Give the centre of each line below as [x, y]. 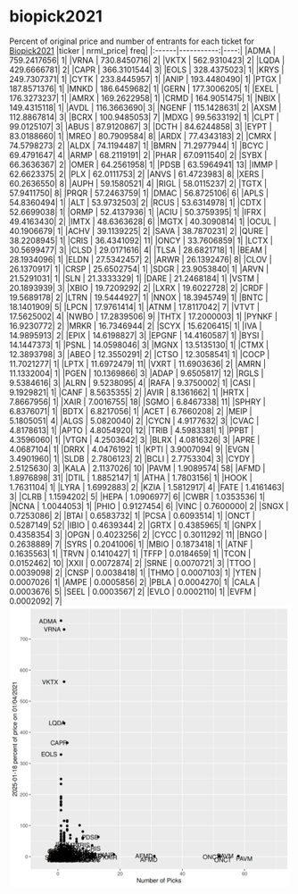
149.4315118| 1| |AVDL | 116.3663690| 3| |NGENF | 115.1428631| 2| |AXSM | [145, 107]
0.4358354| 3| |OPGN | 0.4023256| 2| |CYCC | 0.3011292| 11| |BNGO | [138, 534]
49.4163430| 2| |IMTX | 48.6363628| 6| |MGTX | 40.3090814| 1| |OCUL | [143, 221]
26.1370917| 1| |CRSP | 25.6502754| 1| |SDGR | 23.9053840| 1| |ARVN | [139, 269]
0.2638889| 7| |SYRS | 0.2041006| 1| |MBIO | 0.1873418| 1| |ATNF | [131, 544]
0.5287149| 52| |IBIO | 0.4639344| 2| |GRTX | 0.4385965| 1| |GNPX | [135, 525]
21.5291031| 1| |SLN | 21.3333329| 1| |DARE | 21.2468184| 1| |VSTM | [134, 278]
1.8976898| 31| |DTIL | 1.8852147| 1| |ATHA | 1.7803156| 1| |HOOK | [131, 477]
